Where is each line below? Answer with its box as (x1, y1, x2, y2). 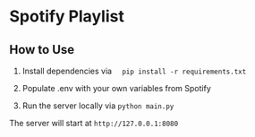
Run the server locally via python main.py (21, 100, 174, 111)
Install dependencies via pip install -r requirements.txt (21, 65, 247, 76)
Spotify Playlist (9, 6, 125, 27)
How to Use (9, 42, 75, 57)
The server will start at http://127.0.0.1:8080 (9, 118, 179, 128)
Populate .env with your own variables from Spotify (21, 83, 212, 93)
